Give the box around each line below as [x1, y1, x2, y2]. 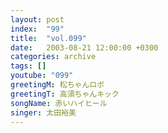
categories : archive [10, 52, 97, 62]
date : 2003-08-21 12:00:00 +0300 [10, 42, 159, 53]
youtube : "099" [10, 71, 74, 81]
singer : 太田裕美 [10, 107, 77, 118]
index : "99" [10, 24, 65, 34]
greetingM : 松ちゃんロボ [10, 80, 105, 90]
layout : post [10, 14, 65, 25]
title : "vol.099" [10, 33, 87, 43]
